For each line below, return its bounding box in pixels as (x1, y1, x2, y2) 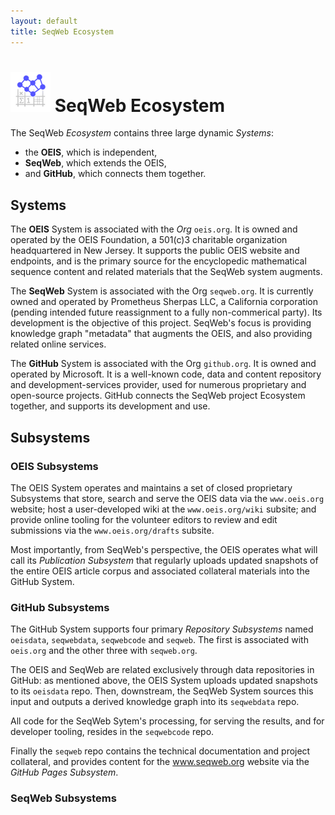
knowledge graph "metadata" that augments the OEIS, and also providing (10, 328, 313, 340)
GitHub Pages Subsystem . (10, 766, 119, 779)
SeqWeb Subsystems (10, 791, 117, 805)
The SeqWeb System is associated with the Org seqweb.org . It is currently (10, 285, 314, 297)
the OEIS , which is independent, (24, 146, 158, 159)
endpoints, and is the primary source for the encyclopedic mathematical (10, 255, 307, 267)
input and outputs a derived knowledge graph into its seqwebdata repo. (10, 696, 300, 708)
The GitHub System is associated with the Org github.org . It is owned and (10, 358, 317, 370)
